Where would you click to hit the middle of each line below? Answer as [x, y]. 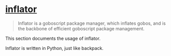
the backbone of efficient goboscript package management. [81, 28]
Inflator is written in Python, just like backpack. [54, 48]
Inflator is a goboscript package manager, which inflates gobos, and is [92, 23]
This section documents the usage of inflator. [53, 38]
